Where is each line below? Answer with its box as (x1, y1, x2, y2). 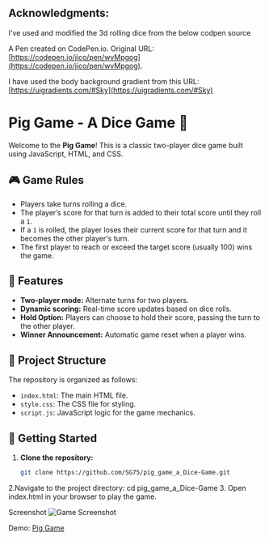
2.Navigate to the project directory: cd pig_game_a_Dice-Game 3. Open (8, 483, 246, 492)
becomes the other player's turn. (19, 233, 130, 243)
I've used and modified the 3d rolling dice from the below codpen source (8, 28, 251, 37)
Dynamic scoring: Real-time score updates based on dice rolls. (19, 304, 232, 314)
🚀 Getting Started (8, 431, 98, 445)
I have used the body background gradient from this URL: (8, 76, 200, 86)
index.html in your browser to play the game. (8, 492, 158, 501)
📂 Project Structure (8, 353, 107, 367)
